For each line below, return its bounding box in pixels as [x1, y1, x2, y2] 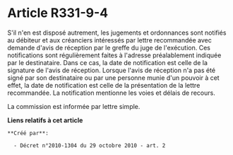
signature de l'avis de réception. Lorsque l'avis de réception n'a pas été [7, 66, 216, 74]
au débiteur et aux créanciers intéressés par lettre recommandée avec [7, 35, 212, 44]
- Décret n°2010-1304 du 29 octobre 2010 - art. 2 [13, 142, 166, 149]
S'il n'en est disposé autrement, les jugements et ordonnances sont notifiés [7, 28, 227, 37]
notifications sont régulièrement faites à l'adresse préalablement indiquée [7, 51, 222, 59]
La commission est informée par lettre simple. [7, 102, 141, 110]
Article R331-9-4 [7, 5, 108, 21]
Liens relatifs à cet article [7, 115, 83, 125]
